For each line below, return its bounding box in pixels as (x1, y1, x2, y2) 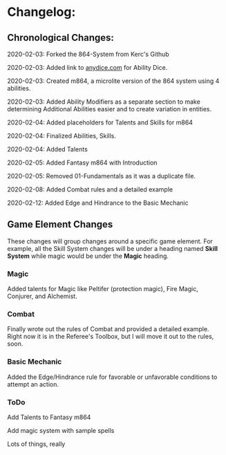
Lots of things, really (7, 440, 66, 448)
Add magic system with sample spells (7, 427, 115, 434)
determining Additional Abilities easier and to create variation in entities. (7, 105, 212, 113)
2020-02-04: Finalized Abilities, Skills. (7, 132, 116, 140)
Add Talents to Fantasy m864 (7, 413, 91, 421)
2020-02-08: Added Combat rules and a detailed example (7, 185, 173, 194)
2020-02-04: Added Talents (7, 145, 88, 153)
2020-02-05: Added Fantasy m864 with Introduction (7, 158, 158, 167)
